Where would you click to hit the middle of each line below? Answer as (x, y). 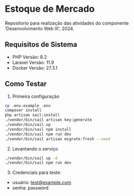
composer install (23, 111)
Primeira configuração (36, 96)
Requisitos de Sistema (41, 45)
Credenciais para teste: (37, 172)
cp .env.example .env (28, 105)
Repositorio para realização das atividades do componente (67, 23)
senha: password (30, 188)
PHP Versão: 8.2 (29, 57)
